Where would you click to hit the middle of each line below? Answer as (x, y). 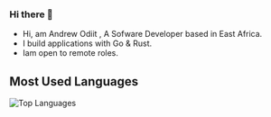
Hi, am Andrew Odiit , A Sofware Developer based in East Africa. (142, 34)
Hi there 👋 (32, 14)
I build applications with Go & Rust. (87, 43)
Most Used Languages (74, 81)
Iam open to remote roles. (70, 53)
